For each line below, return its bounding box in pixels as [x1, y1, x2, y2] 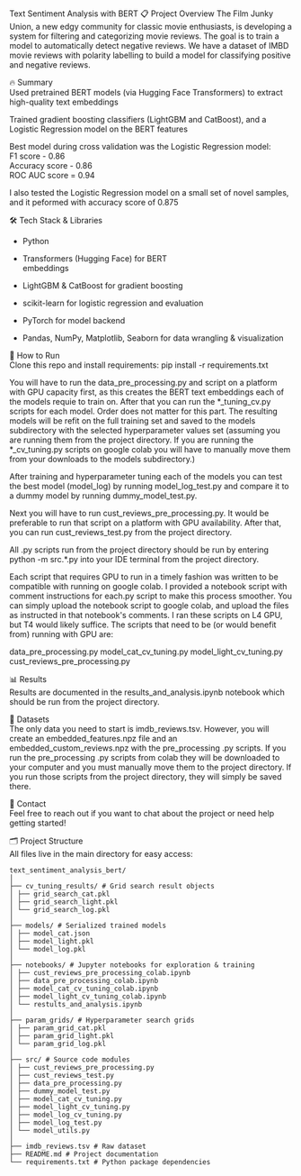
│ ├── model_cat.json [9, 929, 91, 938]
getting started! [9, 817, 66, 828]
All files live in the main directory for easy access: [9, 849, 193, 859]
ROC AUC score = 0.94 [9, 170, 96, 180]
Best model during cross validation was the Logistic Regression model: [9, 141, 271, 151]
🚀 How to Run [9, 351, 60, 360]
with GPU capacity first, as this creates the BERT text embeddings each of [9, 387, 285, 397]
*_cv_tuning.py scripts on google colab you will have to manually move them [9, 444, 291, 454]
